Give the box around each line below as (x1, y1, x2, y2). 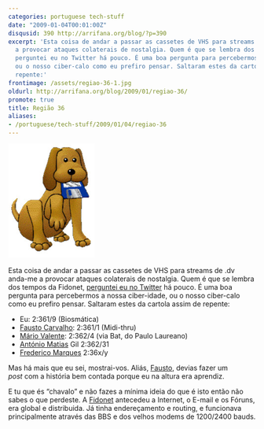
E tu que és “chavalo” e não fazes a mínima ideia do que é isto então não (8, 386, 244, 396)
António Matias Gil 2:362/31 (19, 339, 110, 349)
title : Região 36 (8, 104, 65, 112)
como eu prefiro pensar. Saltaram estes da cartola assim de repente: (8, 299, 230, 309)
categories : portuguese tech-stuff (8, 13, 125, 20)
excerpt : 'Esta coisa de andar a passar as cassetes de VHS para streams (8, 38, 255, 46)
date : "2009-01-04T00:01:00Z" (8, 20, 108, 29)
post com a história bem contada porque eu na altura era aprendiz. (8, 372, 225, 381)
